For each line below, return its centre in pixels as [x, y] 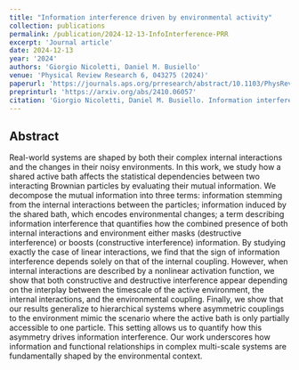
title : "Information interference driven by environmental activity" [141, 17]
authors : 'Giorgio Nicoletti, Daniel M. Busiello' [105, 68]
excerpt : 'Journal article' [61, 42]
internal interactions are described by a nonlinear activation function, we [142, 271]
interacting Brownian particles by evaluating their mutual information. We [143, 186]
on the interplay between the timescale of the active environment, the [137, 290]
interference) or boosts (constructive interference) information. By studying [148, 243]
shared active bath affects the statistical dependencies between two [135, 177]
